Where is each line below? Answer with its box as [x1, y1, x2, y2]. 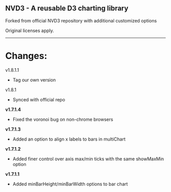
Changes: [5, 50, 47, 62]
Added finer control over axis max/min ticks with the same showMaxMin [12, 155, 164, 162]
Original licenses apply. [5, 28, 54, 34]
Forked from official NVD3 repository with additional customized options [5, 17, 157, 23]
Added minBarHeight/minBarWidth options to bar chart [12, 181, 128, 187]
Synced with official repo [12, 96, 65, 102]
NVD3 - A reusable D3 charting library [5, 4, 129, 13]
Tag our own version [12, 76, 56, 83]
